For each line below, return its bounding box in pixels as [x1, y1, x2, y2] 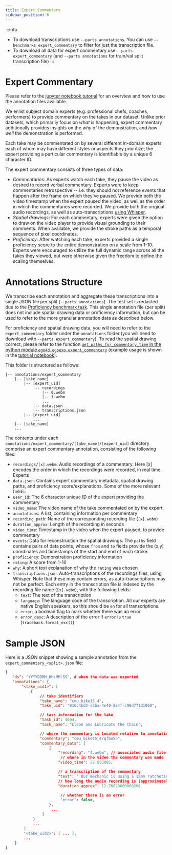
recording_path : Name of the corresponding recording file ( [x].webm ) [12, 516, 158, 522]
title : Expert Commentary [5, 7, 60, 13]
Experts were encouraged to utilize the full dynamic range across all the [12, 247, 165, 254]
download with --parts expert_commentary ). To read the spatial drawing [5, 336, 157, 342]
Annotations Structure [5, 276, 103, 288]
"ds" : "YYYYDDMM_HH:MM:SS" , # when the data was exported [12, 674, 139, 680]
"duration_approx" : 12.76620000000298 [58, 783, 141, 788]
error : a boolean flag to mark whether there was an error [20, 609, 141, 615]
